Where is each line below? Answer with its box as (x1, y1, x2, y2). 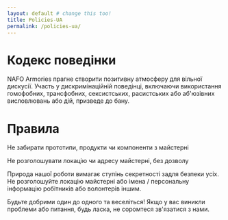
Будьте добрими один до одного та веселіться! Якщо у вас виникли (7, 198, 205, 206)
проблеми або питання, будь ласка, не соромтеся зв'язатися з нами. (7, 205, 210, 213)
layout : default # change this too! (7, 10, 112, 17)
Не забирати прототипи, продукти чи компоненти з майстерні (7, 143, 190, 151)
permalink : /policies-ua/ (7, 23, 81, 29)
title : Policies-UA (7, 16, 63, 23)
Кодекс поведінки (7, 52, 116, 68)
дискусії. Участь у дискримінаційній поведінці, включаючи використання (7, 82, 222, 90)
